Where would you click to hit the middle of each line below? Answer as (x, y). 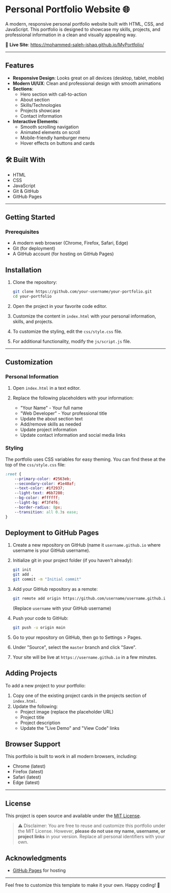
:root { (13, 474)
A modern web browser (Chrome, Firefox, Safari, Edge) (70, 243)
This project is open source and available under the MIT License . (73, 816)
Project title (32, 717)
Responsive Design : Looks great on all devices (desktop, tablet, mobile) (88, 78)
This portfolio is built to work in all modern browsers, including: (71, 756)
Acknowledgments (36, 858)
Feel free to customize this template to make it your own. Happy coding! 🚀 (83, 885)
